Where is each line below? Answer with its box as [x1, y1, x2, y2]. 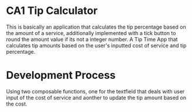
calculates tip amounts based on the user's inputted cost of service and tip [6, 42, 187, 49]
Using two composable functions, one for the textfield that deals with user [6, 87, 185, 94]
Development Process [6, 69, 116, 82]
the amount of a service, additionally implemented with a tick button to [6, 29, 176, 36]
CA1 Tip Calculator [6, 4, 98, 17]
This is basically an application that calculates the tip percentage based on [6, 23, 186, 30]
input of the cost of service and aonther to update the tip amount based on [6, 94, 187, 101]
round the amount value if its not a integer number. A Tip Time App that [6, 36, 178, 43]
